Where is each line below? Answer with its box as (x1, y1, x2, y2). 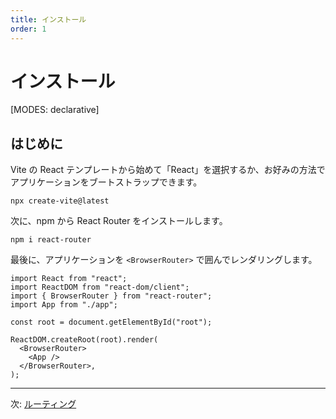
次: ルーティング (10, 398, 77, 410)
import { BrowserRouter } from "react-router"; (10, 291, 213, 301)
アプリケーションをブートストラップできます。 (10, 176, 203, 188)
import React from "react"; (10, 274, 128, 284)
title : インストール (10, 14, 87, 25)
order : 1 (10, 24, 47, 34)
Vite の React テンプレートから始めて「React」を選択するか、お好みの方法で (10, 164, 326, 176)
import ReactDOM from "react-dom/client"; (10, 282, 190, 293)
